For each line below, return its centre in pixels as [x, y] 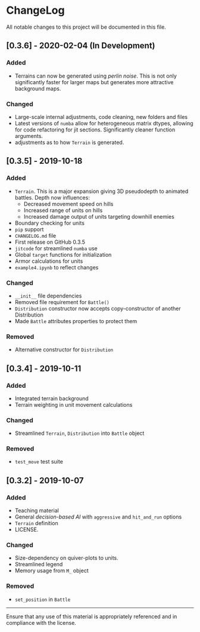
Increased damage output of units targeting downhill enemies [99, 216]
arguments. [29, 136]
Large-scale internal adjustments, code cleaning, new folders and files [101, 116]
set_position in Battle [43, 599]
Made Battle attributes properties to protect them [76, 321]
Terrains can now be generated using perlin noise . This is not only [96, 76]
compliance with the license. [41, 622]
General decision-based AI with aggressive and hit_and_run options [98, 517]
